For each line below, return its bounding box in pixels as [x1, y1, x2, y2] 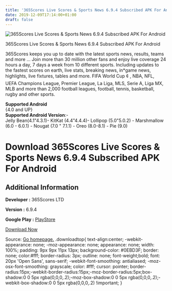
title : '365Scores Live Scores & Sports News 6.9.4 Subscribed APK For [5, 7, 161, 13]
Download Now [5, 226, 38, 233]
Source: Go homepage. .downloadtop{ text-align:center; [5, 236, 124, 242]
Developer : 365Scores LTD [5, 197, 64, 203]
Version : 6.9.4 [5, 206, 37, 213]
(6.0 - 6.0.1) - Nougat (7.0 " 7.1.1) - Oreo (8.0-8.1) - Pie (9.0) [5, 123, 128, 129]
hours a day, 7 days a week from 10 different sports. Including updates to [5, 62, 159, 68]
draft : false [5, 17, 33, 22]
